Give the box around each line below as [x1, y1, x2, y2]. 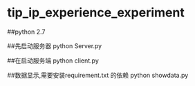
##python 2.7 [7, 28, 46, 36]
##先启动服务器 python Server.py [7, 41, 102, 50]
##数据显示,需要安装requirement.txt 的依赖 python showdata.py [7, 71, 189, 79]
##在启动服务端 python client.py [7, 56, 99, 65]
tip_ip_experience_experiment [7, 5, 185, 21]
